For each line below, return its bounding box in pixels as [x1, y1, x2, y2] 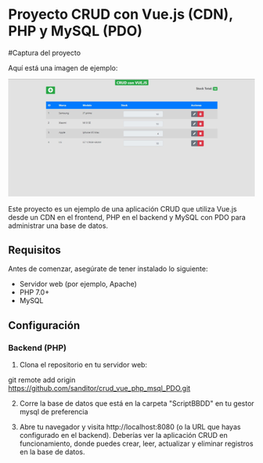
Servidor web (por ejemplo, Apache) [19, 280, 137, 289]
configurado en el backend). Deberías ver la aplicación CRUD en [19, 431, 229, 440]
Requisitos [8, 244, 61, 257]
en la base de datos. [19, 447, 85, 457]
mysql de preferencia [19, 407, 88, 417]
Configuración [8, 319, 81, 332]
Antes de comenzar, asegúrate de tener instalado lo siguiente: [8, 264, 209, 273]
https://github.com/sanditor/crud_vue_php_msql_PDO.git [8, 384, 191, 393]
